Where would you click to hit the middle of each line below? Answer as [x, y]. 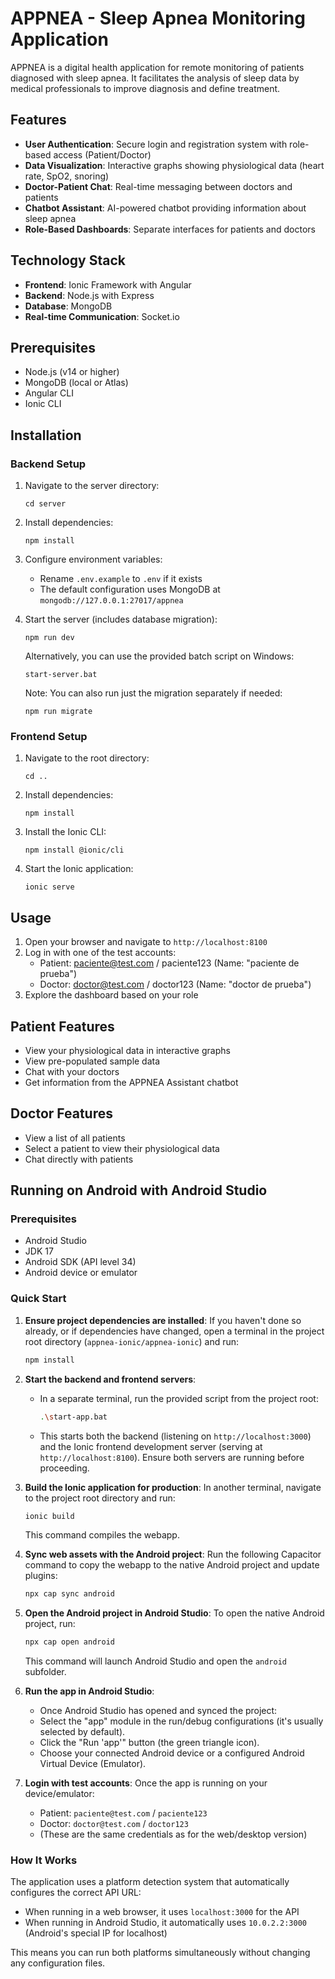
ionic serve [49, 887]
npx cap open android [69, 1642]
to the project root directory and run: [100, 1498]
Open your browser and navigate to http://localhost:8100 [146, 942]
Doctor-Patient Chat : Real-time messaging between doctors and [158, 186]
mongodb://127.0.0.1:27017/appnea [111, 601]
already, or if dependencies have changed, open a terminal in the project [174, 1331]
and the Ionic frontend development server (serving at [151, 1446]
